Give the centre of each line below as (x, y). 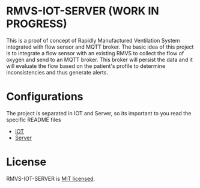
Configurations (45, 97)
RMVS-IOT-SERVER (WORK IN (83, 11)
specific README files (34, 120)
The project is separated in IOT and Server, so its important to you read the (99, 113)
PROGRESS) (37, 24)
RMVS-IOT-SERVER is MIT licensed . (50, 178)
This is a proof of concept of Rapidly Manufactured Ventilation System (93, 40)
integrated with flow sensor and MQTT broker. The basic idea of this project (100, 47)
